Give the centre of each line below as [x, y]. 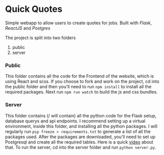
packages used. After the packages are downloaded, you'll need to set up [80, 137]
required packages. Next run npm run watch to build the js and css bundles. [82, 92]
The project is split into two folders [41, 38]
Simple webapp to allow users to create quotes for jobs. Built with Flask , [79, 23]
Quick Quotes [34, 9]
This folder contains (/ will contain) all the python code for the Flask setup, [81, 115]
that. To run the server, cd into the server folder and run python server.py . [81, 147]
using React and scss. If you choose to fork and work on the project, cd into [82, 81]
